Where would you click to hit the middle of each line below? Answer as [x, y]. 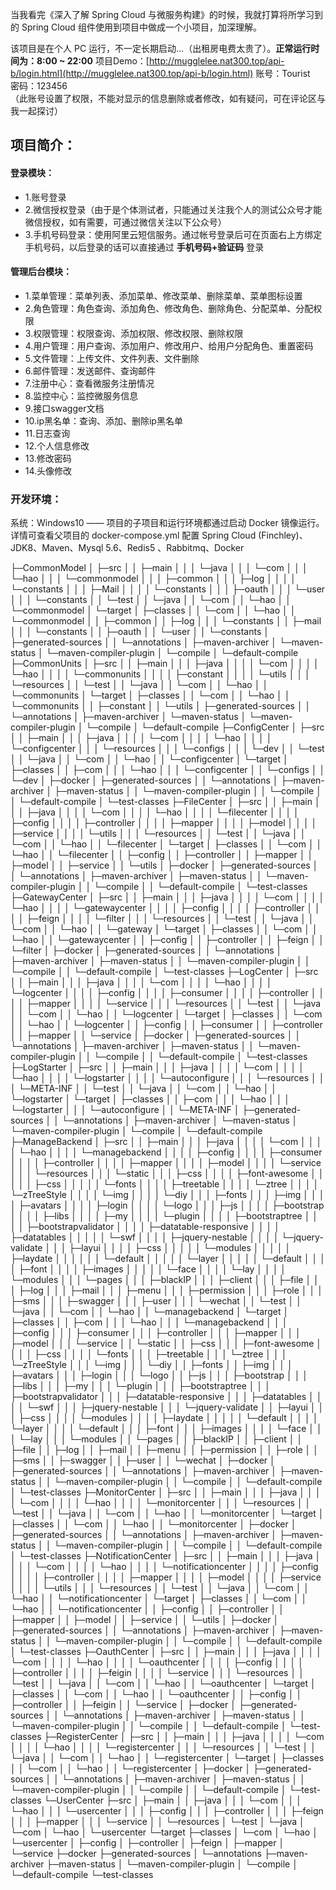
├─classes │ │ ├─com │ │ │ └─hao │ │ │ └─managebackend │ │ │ [149, 1322]
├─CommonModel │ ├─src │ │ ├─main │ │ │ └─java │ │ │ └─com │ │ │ [159, 568]
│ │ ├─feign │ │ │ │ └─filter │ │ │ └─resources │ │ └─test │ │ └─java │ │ [162, 919]
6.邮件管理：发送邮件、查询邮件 [90, 370]
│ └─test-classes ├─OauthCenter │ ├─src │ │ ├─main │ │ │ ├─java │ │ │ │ [166, 1652]
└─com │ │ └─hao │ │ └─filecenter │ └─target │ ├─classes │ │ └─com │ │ [166, 844]
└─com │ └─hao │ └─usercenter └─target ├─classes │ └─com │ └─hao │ [164, 1832]
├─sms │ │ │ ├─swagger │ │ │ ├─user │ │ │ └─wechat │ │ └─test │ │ [156, 1301]
